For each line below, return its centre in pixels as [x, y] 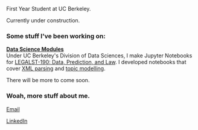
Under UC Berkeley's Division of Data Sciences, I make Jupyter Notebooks [99, 56]
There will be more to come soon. [48, 80]
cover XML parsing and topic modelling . [56, 68]
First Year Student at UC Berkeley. [49, 9]
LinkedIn [17, 121]
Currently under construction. [43, 20]
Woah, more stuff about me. [48, 96]
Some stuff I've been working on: [56, 36]
